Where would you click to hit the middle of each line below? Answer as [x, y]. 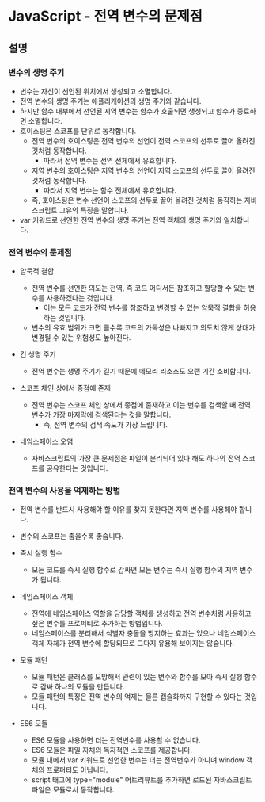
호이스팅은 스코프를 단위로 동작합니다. [78, 131]
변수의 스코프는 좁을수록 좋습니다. [72, 537]
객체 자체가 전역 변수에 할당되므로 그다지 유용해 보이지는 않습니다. [133, 644]
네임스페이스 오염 [46, 441]
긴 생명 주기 [38, 354]
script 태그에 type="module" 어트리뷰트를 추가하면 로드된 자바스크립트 [142, 780]
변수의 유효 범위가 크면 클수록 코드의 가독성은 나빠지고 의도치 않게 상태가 [143, 328]
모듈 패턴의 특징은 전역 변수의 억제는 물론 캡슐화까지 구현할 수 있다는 [137, 697]
